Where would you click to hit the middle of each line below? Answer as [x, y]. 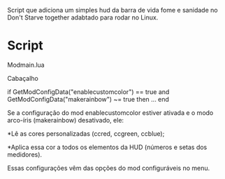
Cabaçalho [23, 78]
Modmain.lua [26, 65]
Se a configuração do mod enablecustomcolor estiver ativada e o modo [110, 112]
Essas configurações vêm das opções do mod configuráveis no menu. [109, 168]
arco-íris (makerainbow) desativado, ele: [66, 120]
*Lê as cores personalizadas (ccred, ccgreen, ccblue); [86, 133]
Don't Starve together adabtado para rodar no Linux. [83, 17]
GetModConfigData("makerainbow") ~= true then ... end [88, 99]
